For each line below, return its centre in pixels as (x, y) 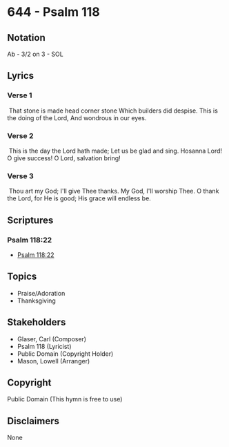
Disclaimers (33, 421)
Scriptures (30, 220)
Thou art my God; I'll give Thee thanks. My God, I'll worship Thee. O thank (114, 191)
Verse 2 (20, 135)
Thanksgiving (37, 301)
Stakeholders (37, 322)
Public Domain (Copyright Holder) (65, 354)
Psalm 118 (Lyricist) (44, 346)
